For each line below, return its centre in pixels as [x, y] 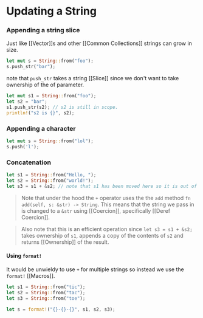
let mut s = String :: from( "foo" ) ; [50, 61]
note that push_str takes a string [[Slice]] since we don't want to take [93, 78]
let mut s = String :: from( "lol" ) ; [50, 141]
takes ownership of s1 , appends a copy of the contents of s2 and [102, 235]
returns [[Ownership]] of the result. [65, 242]
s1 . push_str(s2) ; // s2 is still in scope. [62, 107]
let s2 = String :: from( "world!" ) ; [50, 181]
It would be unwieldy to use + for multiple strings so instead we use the [95, 269]
